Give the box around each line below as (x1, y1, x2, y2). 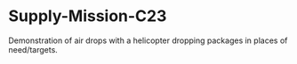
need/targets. (8, 44, 59, 54)
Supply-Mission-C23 (8, 6, 167, 26)
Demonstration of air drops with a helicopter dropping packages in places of (8, 35, 288, 46)
